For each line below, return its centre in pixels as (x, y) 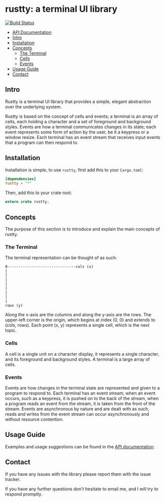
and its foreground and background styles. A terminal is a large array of (78, 359)
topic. (11, 331)
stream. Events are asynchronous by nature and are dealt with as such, (77, 409)
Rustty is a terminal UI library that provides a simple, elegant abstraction (78, 101)
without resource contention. (34, 419)
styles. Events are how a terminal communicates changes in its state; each (81, 127)
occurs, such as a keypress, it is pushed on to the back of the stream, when (82, 398)
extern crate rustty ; (27, 202)
